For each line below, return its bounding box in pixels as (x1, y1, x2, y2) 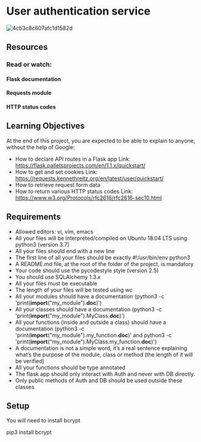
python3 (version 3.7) (15, 240, 69, 248)
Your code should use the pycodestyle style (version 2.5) (15, 267, 159, 274)
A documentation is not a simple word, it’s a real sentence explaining (15, 344, 188, 351)
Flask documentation (6, 75, 62, 83)
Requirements (6, 212, 61, 222)
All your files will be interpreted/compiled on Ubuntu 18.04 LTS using (15, 234, 188, 242)
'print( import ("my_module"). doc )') (15, 299, 102, 306)
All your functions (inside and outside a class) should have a (15, 318, 166, 326)
